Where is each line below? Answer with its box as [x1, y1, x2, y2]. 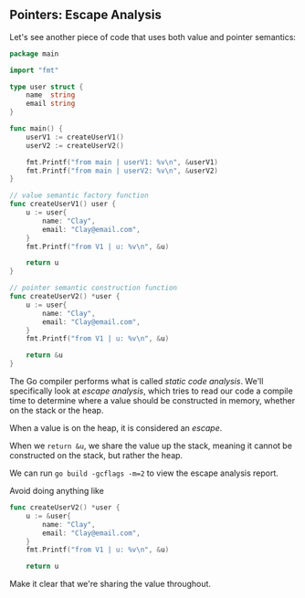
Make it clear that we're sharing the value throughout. [9, 579, 212, 590]
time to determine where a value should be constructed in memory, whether [9, 395, 296, 406]
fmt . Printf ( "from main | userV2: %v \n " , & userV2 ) [26, 166, 219, 175]
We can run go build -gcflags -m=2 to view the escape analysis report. [9, 467, 279, 478]
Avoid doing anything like [9, 486, 105, 497]
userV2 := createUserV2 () [26, 141, 125, 150]
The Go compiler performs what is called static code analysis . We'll [9, 376, 264, 387]
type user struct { [9, 82, 84, 91]
